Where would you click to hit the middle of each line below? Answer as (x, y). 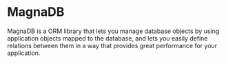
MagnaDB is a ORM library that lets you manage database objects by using (113, 31)
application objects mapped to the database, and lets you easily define (107, 38)
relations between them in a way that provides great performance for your (112, 45)
